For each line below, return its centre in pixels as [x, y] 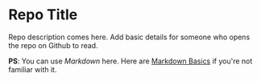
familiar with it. [33, 69]
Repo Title [43, 15]
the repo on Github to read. [53, 45]
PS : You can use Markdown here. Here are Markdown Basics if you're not [130, 61]
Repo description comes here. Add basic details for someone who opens [129, 37]
